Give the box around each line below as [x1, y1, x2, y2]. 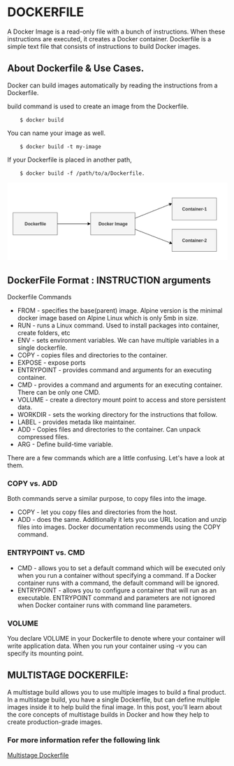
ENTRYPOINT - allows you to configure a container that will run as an [17, 586, 217, 595]
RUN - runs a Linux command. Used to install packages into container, [17, 321, 220, 329]
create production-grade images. [7, 718, 103, 726]
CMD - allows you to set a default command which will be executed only [17, 564, 226, 572]
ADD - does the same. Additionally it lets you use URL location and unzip [17, 516, 227, 524]
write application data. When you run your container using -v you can [7, 641, 207, 650]
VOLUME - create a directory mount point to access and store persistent [17, 396, 226, 404]
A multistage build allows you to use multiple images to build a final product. [7, 688, 226, 696]
